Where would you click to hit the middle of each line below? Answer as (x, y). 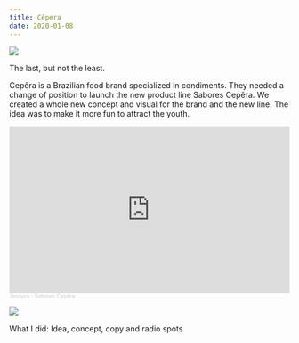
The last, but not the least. (57, 68)
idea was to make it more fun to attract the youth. (100, 113)
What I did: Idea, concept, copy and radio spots (96, 328)
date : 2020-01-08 (41, 26)
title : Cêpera (36, 17)
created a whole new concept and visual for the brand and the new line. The (149, 104)
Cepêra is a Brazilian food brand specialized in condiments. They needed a (147, 85)
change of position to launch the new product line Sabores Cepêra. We (139, 94)
